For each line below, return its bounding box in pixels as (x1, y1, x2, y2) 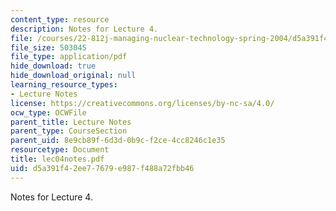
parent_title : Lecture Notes (10, 117, 132, 127)
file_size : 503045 (10, 42, 87, 53)
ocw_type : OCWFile (10, 107, 87, 118)
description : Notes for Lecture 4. (10, 24, 159, 34)
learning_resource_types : (10, 80, 118, 90)
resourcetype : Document (10, 145, 110, 155)
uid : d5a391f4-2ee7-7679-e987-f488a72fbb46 (10, 163, 195, 173)
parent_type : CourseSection (10, 126, 128, 136)
